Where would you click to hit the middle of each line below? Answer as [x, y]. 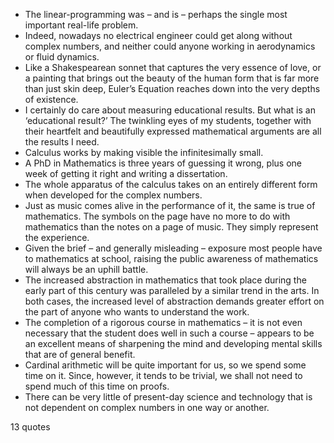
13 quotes [30, 427]
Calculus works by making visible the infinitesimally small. [144, 152]
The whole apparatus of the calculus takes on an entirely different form [171, 184]
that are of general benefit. [80, 354]
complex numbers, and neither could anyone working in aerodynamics [170, 46]
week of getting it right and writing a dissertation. [126, 173]
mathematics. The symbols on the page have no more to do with [157, 216]
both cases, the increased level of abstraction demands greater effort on [174, 301]
